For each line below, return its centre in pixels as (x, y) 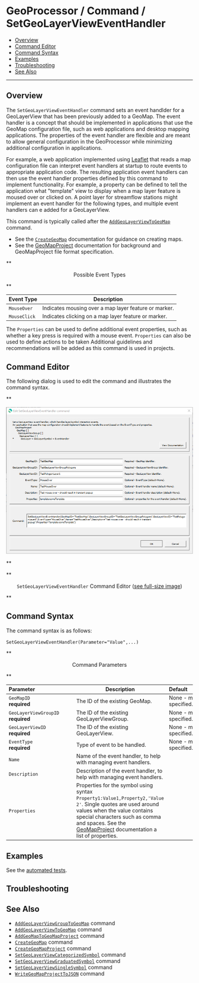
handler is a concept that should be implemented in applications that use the (99, 122)
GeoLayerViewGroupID (34, 713)
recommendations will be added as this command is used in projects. (91, 348)
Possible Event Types (99, 275)
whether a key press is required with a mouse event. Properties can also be (99, 336)
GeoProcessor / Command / (76, 11)
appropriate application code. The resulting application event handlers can (97, 172)
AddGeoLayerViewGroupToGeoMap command (65, 923)
